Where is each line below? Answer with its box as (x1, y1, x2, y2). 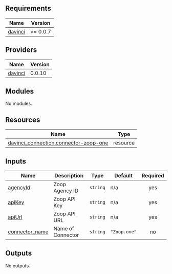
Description (54, 172, 83, 179)
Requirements (5, 4, 51, 13)
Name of (53, 225, 74, 232)
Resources (5, 115, 40, 124)
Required (141, 172, 164, 179)
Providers (5, 46, 37, 54)
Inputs (5, 157, 27, 166)
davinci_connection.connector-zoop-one (8, 139, 109, 147)
